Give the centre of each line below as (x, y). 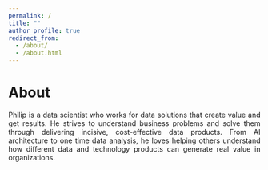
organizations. (32, 157)
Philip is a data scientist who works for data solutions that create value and (134, 115)
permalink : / (30, 16)
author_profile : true (44, 30)
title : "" (25, 23)
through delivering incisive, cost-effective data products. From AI (134, 132)
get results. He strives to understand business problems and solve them (134, 123)
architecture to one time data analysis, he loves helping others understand (134, 140)
